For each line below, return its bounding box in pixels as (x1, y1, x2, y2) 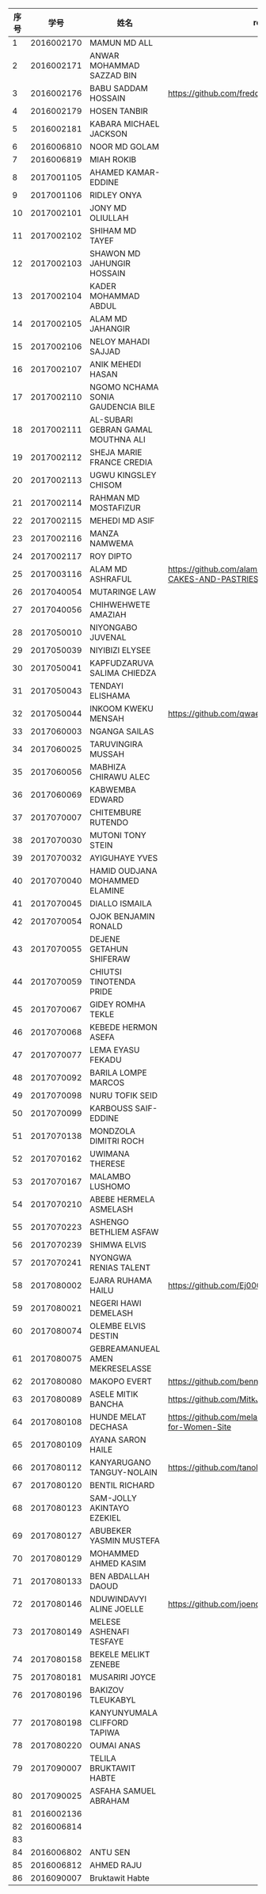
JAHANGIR (89, 324, 131, 334)
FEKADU (89, 1054, 122, 1065)
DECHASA (89, 1421, 128, 1432)
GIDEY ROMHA (89, 999, 146, 1010)
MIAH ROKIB (89, 154, 137, 165)
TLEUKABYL (89, 1695, 136, 1705)
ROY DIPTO (89, 551, 132, 561)
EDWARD (89, 795, 124, 805)
